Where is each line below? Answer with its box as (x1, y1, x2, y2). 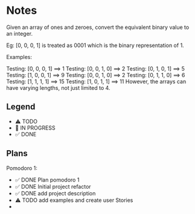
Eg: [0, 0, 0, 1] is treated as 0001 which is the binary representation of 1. (6, 42, 184, 49)
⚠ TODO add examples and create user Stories (14, 197, 133, 204)
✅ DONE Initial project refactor (14, 183, 92, 190)
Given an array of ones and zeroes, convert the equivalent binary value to (6, 24, 190, 31)
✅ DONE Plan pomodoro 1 (14, 176, 80, 183)
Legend (6, 102, 36, 112)
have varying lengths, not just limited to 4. (6, 84, 110, 91)
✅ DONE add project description (14, 189, 96, 197)
